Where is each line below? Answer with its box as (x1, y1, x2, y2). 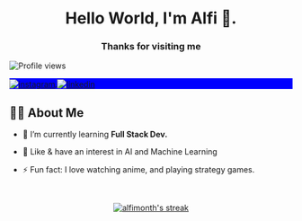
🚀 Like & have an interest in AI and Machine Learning (22, 146, 218, 156)
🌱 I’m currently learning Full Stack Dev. (22, 128, 168, 139)
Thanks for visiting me (101, 40, 201, 53)
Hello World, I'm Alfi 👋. (65, 8, 237, 29)
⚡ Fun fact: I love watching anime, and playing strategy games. (22, 164, 255, 174)
